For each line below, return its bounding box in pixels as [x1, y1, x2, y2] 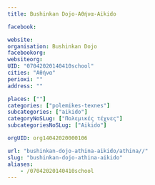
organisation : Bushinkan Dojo [7, 43, 98, 50]
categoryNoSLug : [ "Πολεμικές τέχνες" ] [7, 115, 123, 122]
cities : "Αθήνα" [7, 69, 56, 76]
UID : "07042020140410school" [7, 63, 94, 70]
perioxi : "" [7, 75, 43, 83]
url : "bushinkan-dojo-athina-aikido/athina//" [7, 147, 149, 154]
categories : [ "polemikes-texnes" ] [7, 102, 111, 109]
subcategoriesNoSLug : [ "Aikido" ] [7, 122, 107, 129]
